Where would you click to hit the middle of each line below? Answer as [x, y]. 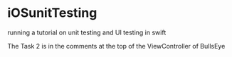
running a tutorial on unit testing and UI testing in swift [87, 32]
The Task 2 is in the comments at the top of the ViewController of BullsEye [116, 46]
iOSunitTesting [52, 13]
